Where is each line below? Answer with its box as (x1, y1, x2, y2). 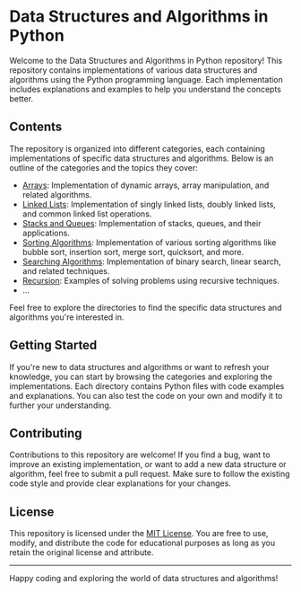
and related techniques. (21, 265, 110, 276)
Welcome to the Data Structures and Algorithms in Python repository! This (9, 55, 283, 66)
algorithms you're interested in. (9, 312, 125, 323)
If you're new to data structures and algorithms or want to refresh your (9, 361, 270, 372)
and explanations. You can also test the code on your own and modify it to (9, 390, 283, 401)
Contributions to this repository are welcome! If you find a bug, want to (9, 449, 271, 460)
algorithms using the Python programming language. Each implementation (9, 74, 284, 84)
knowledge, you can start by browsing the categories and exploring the (9, 371, 273, 382)
